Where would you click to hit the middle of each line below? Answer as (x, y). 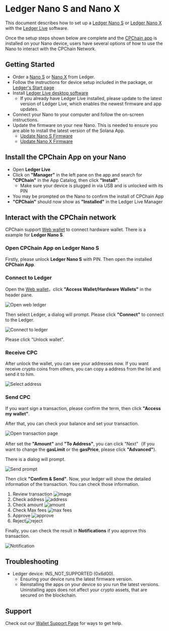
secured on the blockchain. (48, 595)
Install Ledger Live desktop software (50, 93)
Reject (19, 521)
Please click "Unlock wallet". (35, 339)
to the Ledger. (20, 320)
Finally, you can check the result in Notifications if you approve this (76, 530)
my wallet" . (18, 414)
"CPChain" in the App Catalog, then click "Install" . (66, 180)
